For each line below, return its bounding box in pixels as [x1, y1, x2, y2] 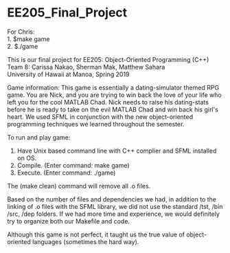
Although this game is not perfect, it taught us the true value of [7, 230, 185, 239]
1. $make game [7, 34, 50, 43]
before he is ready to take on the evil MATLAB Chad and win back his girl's [7, 105, 218, 113]
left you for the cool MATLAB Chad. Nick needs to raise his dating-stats [7, 98, 209, 106]
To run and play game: [7, 133, 71, 142]
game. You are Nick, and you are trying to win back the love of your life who [7, 91, 222, 99]
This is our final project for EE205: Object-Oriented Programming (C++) [7, 55, 209, 63]
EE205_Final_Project [7, 5, 128, 21]
